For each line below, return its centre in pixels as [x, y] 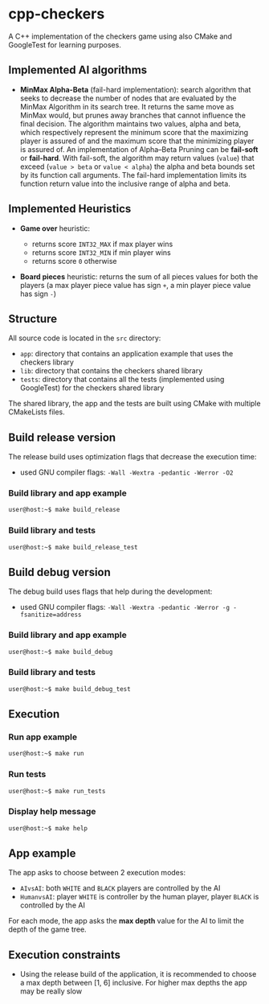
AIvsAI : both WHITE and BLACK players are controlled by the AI [120, 888]
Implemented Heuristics [70, 209]
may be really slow [51, 991]
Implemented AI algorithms [78, 70]
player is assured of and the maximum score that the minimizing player [137, 141]
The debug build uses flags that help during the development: [110, 591]
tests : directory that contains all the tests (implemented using [122, 380]
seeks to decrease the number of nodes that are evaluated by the [128, 98]
